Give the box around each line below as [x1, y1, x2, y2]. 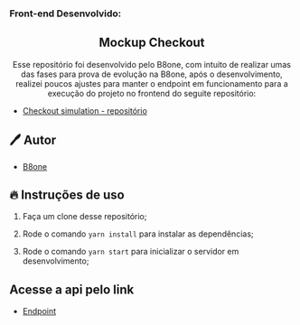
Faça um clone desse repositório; [22, 211, 147, 222]
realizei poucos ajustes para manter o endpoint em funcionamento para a [14, 78, 289, 88]
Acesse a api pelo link [9, 282, 135, 297]
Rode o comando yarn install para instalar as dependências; [22, 228, 255, 239]
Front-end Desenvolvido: [9, 7, 122, 20]
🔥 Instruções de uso [9, 187, 125, 202]
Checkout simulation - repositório [22, 105, 147, 116]
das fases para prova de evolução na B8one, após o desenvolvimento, [21, 69, 283, 79]
